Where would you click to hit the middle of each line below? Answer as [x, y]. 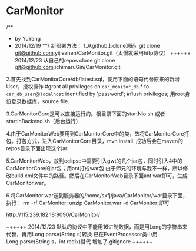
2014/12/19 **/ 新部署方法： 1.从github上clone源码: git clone [87, 45]
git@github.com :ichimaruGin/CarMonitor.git [67, 67]
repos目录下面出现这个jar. [37, 148]
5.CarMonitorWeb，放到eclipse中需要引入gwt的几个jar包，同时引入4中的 [94, 161]
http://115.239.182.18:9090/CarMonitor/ [53, 214]
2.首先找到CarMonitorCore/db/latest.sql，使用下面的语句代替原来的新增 [93, 79]
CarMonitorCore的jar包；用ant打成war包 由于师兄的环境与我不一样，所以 [94, 168]
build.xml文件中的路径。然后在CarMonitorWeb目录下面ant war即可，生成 [99, 176]
